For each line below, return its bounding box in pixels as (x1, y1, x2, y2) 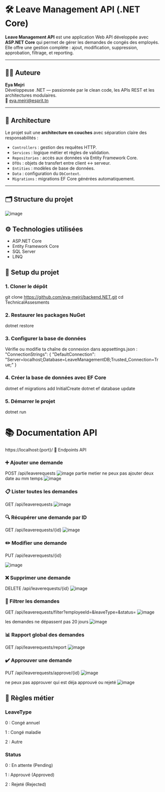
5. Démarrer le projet (5, 398, 55, 405)
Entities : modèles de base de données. (12, 165, 95, 171)
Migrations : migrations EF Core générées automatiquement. (12, 175, 135, 181)
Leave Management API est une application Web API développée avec (5, 34, 149, 40)
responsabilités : (5, 135, 38, 140)
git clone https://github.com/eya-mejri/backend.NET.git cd (5, 294, 124, 300)
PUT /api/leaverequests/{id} (5, 552, 62, 558)
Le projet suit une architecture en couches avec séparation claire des (5, 129, 147, 136)
